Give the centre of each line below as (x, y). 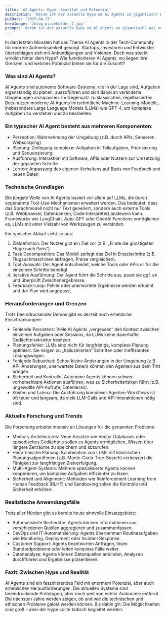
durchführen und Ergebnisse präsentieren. (55, 559)
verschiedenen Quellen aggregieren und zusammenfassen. (72, 528)
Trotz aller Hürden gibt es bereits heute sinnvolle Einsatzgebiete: (71, 513)
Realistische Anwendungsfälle (42, 502)
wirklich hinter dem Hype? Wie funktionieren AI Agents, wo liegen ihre (76, 58)
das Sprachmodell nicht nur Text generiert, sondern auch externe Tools (78, 208)
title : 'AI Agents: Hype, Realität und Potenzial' (58, 10)
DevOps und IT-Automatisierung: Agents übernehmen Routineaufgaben (85, 533)
